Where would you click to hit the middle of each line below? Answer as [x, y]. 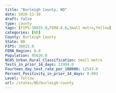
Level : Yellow [20, 78]
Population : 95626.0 [26, 55]
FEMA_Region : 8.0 [23, 51]
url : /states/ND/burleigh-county [39, 83]
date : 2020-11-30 [23, 14]
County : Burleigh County [31, 37]
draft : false [19, 19]
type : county [19, 23]
